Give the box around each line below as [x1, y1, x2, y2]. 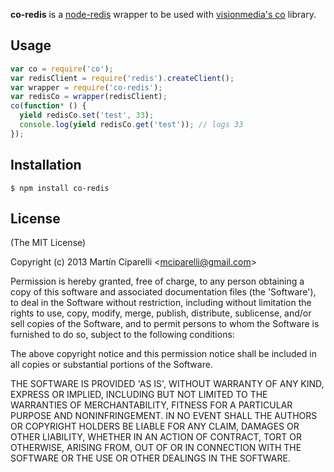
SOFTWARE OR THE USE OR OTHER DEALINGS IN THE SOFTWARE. [10, 452, 291, 464]
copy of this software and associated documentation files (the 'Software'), [10, 286, 317, 298]
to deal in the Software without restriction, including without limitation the [10, 297, 312, 309]
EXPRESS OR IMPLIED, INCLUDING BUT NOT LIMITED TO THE [10, 389, 268, 401]
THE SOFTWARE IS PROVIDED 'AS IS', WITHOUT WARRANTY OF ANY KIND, [10, 378, 325, 390]
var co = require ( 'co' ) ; [10, 64, 114, 74]
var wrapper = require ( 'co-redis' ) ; [10, 82, 163, 93]
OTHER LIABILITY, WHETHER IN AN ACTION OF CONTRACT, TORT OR [10, 431, 302, 443]
